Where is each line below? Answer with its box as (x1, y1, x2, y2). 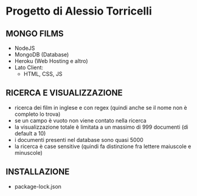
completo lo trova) (14, 110, 61, 118)
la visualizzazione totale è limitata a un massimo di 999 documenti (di (14, 123, 188, 130)
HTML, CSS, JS (23, 70, 63, 77)
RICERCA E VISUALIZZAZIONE (5, 88, 123, 98)
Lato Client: (14, 64, 44, 71)
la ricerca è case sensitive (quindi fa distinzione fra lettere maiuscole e (14, 143, 192, 150)
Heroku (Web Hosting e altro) (14, 58, 89, 64)
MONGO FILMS (5, 29, 64, 39)
